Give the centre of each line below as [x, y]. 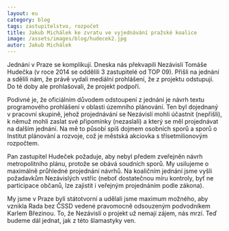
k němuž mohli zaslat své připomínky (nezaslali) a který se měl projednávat [113, 121]
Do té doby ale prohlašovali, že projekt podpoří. [74, 86]
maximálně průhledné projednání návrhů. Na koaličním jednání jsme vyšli [110, 171]
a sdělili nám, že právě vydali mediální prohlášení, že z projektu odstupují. [110, 79]
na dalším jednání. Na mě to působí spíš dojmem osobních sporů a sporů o [112, 128]
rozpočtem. [23, 143]
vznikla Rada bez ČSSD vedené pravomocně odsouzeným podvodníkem [109, 206]
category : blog [29, 20]
